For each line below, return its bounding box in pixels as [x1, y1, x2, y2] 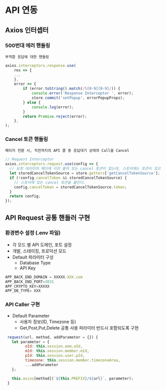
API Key [19, 265, 36, 271]
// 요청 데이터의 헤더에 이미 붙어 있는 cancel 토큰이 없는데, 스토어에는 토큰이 [9, 166, 152, 171]
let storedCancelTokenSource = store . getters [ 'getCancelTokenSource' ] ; [9, 171, 161, 176]
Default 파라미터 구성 [12, 254, 54, 260]
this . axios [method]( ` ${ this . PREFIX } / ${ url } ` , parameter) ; [11, 376, 134, 381]
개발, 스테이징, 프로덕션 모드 [12, 248, 67, 254]
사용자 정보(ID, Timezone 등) [19, 319, 77, 325]
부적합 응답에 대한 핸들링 [5, 54, 49, 60]
